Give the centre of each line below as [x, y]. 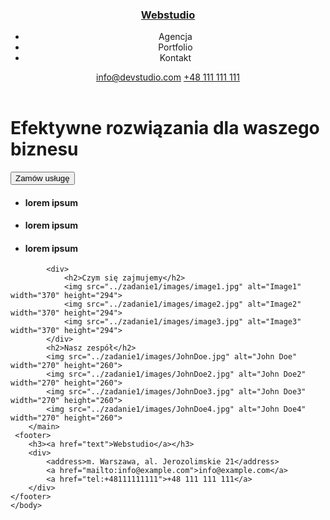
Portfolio [175, 47]
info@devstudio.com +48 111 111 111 [168, 77]
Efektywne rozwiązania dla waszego [165, 128]
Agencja [175, 37]
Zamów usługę [42, 178]
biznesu [44, 149]
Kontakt [175, 58]
